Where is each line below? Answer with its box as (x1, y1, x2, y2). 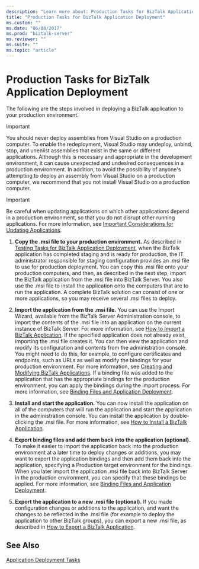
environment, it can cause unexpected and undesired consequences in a (6, 159, 184, 167)
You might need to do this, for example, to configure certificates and (14, 350, 182, 357)
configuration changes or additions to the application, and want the (14, 504, 179, 512)
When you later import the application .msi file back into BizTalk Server (14, 468, 188, 475)
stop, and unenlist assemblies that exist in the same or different (6, 146, 161, 154)
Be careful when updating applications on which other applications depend (6, 207, 190, 215)
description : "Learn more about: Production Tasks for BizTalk (6, 8, 166, 15)
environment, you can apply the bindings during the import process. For (14, 382, 191, 389)
